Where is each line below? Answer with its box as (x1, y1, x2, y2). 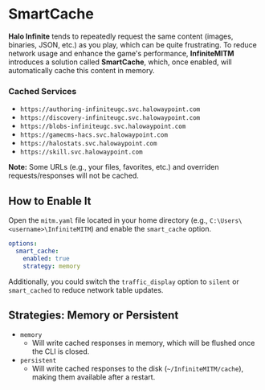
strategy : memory (22, 262, 81, 270)
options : (8, 240, 38, 248)
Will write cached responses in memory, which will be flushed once (31, 339, 255, 348)
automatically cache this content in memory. (8, 65, 155, 75)
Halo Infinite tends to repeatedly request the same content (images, (8, 31, 234, 41)
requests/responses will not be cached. (8, 170, 139, 181)
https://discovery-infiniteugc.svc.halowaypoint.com (19, 114, 201, 122)
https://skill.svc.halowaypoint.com (19, 148, 143, 157)
